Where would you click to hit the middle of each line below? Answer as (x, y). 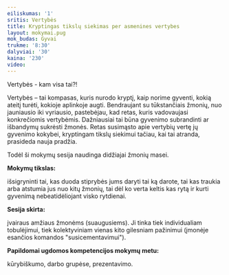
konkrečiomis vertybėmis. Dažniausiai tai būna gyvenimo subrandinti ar (108, 119)
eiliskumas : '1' (30, 13)
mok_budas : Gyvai (32, 39)
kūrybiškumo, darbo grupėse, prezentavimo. (70, 264)
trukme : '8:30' (29, 45)
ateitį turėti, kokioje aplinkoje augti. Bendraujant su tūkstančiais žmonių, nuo (115, 104)
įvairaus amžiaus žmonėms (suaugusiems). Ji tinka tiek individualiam (105, 222)
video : (17, 65)
